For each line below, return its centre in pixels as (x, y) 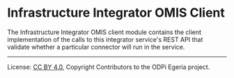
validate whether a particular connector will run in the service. (96, 47)
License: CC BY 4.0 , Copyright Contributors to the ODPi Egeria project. (109, 67)
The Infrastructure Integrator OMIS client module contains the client (104, 32)
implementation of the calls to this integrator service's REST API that (105, 39)
